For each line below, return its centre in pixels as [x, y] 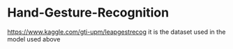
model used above [34, 39]
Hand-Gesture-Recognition [88, 13]
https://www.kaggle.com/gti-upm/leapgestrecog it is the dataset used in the [116, 32]
